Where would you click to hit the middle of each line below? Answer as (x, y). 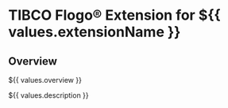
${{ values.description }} (48, 95)
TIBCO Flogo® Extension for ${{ (114, 15)
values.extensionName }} (95, 32)
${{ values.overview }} (45, 80)
